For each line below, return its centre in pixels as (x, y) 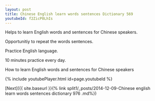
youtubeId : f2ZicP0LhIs (29, 18)
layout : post (18, 9)
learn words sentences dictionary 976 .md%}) (51, 94)
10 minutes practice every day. (36, 60)
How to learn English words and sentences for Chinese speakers (70, 70)
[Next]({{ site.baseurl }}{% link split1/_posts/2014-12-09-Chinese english (78, 88)
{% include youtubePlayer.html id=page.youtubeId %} (59, 79)
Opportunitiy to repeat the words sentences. (49, 42)
